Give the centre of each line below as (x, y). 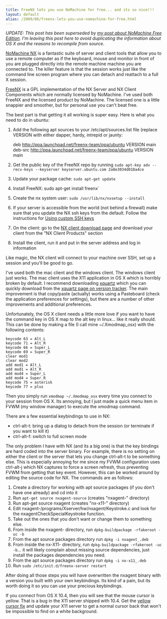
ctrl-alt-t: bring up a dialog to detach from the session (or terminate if (83, 426)
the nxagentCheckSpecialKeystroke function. (59, 514)
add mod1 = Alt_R (24, 369)
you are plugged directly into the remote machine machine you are (74, 64)
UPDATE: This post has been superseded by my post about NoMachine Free (84, 33)
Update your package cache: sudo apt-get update (64, 179)
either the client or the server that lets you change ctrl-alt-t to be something (83, 457)
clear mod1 (17, 356)
